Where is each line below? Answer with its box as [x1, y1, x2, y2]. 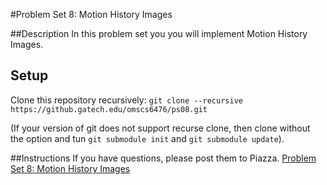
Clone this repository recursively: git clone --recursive [10, 94, 243, 106]
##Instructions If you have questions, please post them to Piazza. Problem [10, 152, 317, 164]
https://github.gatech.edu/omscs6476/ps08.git [10, 104, 208, 114]
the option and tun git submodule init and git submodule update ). [10, 132, 285, 144]
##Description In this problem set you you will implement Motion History [10, 28, 308, 39]
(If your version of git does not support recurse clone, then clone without [10, 122, 311, 134]
